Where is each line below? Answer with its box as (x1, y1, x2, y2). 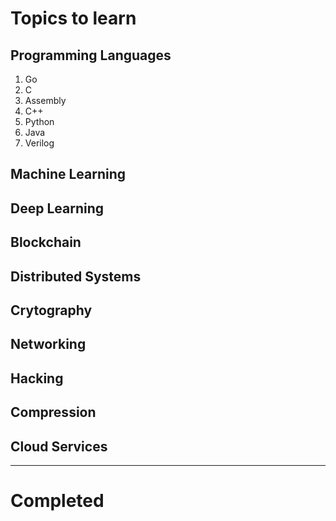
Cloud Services (10, 438, 108, 455)
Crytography (10, 302, 93, 319)
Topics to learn (10, 7, 137, 30)
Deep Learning (10, 200, 104, 217)
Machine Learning (10, 166, 127, 183)
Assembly (24, 95, 67, 106)
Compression (10, 404, 97, 421)
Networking (10, 336, 87, 353)
